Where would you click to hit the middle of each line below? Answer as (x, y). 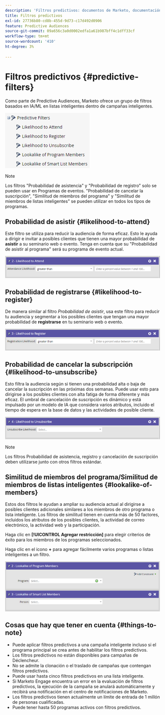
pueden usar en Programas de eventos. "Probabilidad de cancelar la (74, 191)
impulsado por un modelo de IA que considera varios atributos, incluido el (80, 405)
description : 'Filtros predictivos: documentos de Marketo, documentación (83, 10)
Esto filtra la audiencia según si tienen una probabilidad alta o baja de (75, 384)
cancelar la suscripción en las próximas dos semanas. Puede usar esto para (82, 389)
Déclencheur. (26, 660)
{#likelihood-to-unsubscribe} (51, 372)
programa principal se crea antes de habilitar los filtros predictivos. (80, 650)
